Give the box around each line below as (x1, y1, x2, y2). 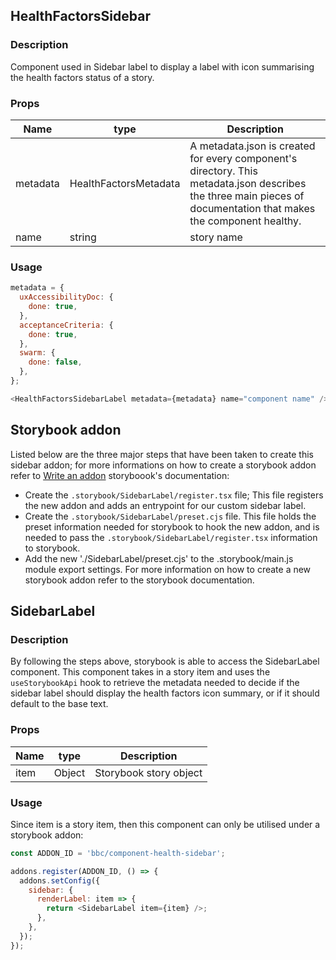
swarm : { (19, 348, 56, 358)
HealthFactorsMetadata (69, 176, 181, 190)
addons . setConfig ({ (19, 875, 101, 886)
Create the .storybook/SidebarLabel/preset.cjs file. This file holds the (24, 510, 317, 522)
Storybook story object (94, 765, 203, 779)
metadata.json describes (189, 176, 307, 190)
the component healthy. (189, 214, 302, 228)
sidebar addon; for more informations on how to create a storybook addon (10, 459, 317, 471)
